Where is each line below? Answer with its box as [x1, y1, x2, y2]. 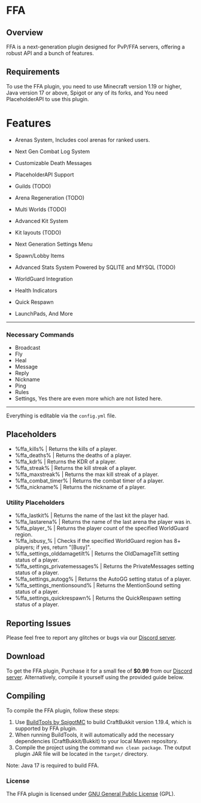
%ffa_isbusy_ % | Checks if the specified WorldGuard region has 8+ [14, 538, 181, 545]
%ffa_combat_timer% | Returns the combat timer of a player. [14, 477, 165, 484]
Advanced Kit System [14, 217, 69, 224]
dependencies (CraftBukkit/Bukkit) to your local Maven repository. [14, 737, 178, 744]
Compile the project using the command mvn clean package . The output [14, 744, 191, 751]
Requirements [6, 67, 60, 77]
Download [6, 651, 45, 661]
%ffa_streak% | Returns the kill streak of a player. [14, 464, 137, 471]
